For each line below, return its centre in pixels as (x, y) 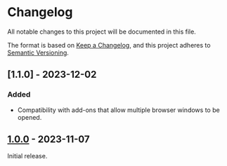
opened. (30, 117)
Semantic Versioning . (38, 53)
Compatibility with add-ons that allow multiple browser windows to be (118, 110)
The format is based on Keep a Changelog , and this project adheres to (109, 45)
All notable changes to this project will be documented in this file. (102, 32)
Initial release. (27, 156)
